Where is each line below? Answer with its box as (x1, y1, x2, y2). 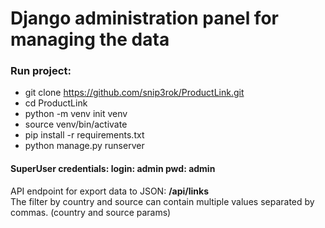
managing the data (10, 28, 170, 51)
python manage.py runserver (24, 140, 145, 152)
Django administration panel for (10, 7, 279, 30)
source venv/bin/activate (24, 118, 128, 131)
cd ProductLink (24, 97, 88, 109)
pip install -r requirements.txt (24, 129, 145, 141)
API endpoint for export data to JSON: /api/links (10, 185, 210, 197)
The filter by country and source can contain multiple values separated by (10, 195, 315, 207)
